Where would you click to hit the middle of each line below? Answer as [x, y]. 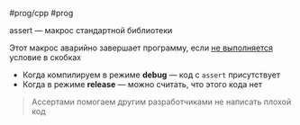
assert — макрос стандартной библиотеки [91, 30]
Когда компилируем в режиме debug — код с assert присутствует [151, 75]
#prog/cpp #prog [41, 13]
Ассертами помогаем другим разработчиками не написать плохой [161, 102]
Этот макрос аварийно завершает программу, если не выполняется [141, 48]
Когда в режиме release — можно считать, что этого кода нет [142, 84]
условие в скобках [45, 57]
